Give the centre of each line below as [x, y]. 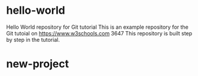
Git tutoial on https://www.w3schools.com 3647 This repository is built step [99, 33]
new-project [38, 64]
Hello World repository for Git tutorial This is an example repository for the [98, 27]
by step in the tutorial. [33, 39]
